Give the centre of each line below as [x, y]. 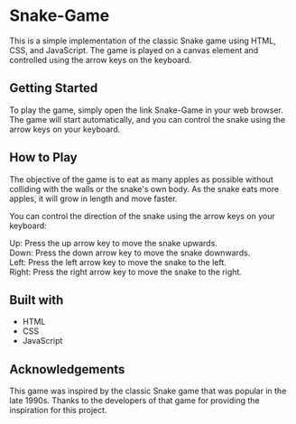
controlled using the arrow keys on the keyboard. [101, 60]
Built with [37, 300]
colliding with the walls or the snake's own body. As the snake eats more [144, 189]
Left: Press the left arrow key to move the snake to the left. [118, 262]
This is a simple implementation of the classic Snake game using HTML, [143, 41]
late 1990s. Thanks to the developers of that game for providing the [134, 401]
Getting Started [54, 88]
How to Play [44, 157]
